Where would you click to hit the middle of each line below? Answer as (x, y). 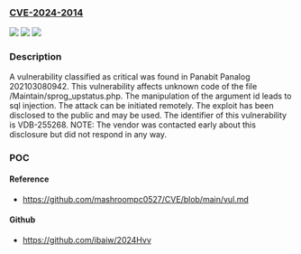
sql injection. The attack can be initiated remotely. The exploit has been (141, 105)
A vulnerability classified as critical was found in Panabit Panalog (130, 76)
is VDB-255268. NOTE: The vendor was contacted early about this (133, 125)
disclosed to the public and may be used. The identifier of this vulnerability (148, 115)
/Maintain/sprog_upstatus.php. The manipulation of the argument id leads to (150, 96)
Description (36, 57)
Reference (29, 179)
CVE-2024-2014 (46, 13)
